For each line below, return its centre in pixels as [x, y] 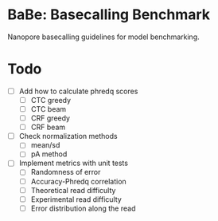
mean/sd [45, 145]
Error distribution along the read [83, 208]
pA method [49, 154]
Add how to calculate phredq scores [78, 91]
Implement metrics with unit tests [74, 163]
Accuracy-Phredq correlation [78, 181]
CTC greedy [51, 100]
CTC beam [49, 109]
